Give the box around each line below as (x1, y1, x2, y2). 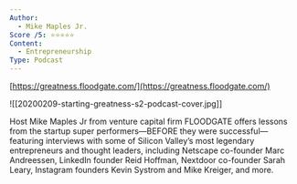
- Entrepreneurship (17, 47, 92, 56)
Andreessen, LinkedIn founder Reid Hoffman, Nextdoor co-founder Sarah (9, 155, 286, 165)
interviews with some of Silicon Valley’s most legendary (45, 136, 255, 146)
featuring (9, 136, 44, 146)
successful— (218, 126, 269, 137)
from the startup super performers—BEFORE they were (9, 126, 217, 137)
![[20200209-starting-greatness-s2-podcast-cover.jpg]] (9, 98, 223, 109)
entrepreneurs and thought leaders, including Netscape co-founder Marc (9, 145, 285, 156)
